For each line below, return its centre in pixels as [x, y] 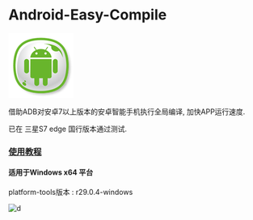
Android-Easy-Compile [88, 15]
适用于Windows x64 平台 [51, 172]
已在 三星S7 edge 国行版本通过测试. [68, 129]
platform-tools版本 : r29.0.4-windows [71, 192]
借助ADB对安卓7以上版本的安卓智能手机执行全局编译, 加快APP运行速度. [127, 112]
